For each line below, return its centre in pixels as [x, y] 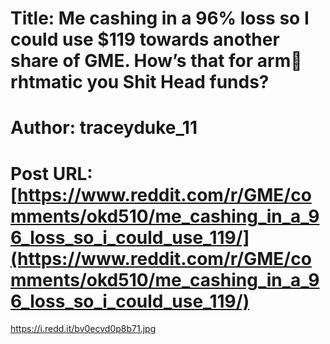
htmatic [46, 82]
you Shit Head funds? [178, 82]
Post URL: [51, 173]
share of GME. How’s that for [132, 61]
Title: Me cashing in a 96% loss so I [160, 18]
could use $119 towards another [145, 39]
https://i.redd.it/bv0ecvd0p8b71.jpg [83, 329]
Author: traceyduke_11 [104, 128]
